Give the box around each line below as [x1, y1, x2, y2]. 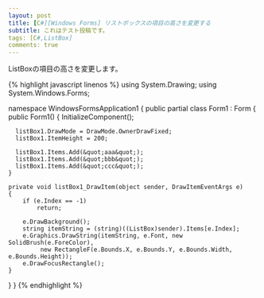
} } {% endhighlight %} [8, 281, 83, 290]
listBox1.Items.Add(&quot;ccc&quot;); [15, 162, 145, 171]
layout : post [8, 11, 52, 20]
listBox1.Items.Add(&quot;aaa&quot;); [15, 149, 145, 157]
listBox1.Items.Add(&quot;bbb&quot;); [15, 156, 145, 164]
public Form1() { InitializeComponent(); [8, 112, 134, 122]
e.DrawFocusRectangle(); [22, 260, 105, 268]
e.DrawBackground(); [22, 218, 91, 226]
